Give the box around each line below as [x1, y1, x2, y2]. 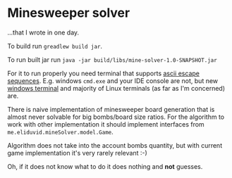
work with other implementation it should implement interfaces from [7, 120, 204, 128]
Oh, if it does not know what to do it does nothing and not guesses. [7, 162, 203, 170]
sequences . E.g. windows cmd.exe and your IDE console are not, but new [7, 76, 219, 85]
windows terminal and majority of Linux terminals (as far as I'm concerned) [7, 84, 226, 92]
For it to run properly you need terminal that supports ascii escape [7, 69, 200, 77]
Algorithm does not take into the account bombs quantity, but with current [7, 141, 223, 149]
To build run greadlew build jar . [7, 42, 103, 50]
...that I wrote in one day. [7, 28, 80, 37]
